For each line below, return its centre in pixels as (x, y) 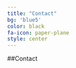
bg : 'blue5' (24, 20)
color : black (26, 26)
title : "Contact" (32, 13)
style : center (28, 39)
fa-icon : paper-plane (38, 33)
